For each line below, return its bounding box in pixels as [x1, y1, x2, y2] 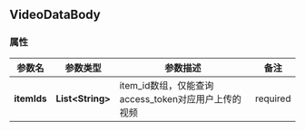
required [254, 92, 291, 105]
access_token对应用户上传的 [119, 92, 242, 105]
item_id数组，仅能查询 [119, 79, 214, 91]
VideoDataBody [9, 7, 102, 23]
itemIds [14, 92, 47, 105]
